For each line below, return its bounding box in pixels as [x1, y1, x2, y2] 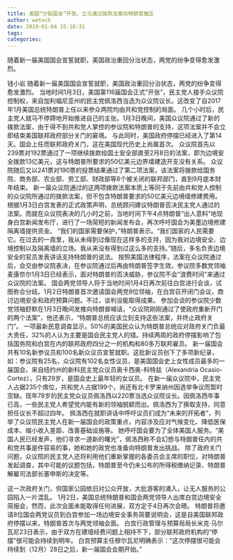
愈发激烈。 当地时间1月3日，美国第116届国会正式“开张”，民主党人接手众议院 [7, 88, 224, 96]
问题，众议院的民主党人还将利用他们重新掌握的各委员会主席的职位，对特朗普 [7, 452, 226, 461]
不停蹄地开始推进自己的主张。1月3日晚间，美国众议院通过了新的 [37, 114, 221, 122]
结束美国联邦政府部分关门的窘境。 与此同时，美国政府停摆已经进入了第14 [12, 131, 222, 139]
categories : [7, 36, 42, 43]
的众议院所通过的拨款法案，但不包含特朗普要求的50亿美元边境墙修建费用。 [7, 192, 222, 201]
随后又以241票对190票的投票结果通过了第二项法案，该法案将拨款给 [12, 166, 203, 174]
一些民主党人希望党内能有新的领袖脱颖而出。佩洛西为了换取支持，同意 [25, 400, 226, 409]
